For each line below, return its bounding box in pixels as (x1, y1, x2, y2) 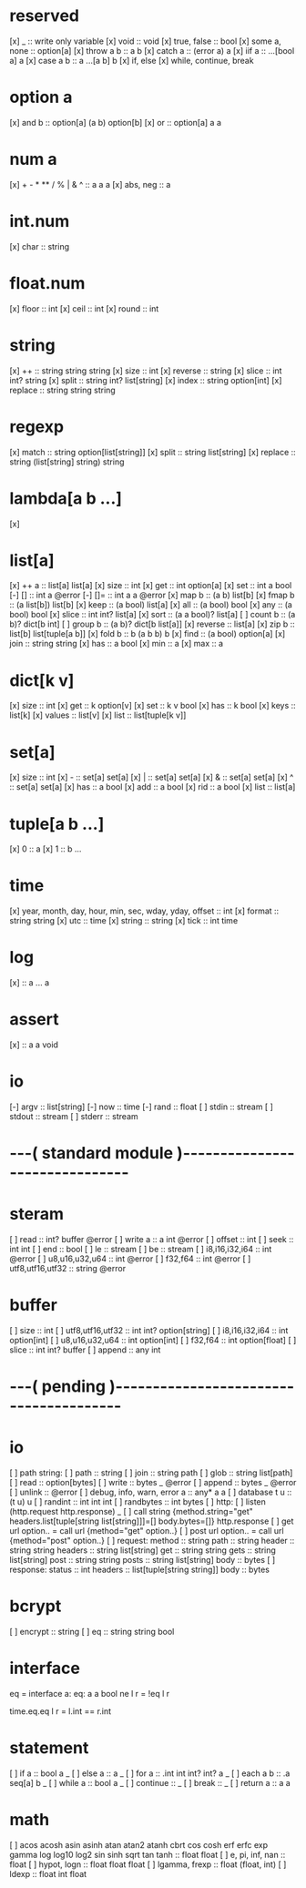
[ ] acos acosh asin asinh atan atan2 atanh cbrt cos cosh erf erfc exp (9, 1839, 269, 1850)
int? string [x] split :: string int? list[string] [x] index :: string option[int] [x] (9, 374, 282, 385)
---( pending (9, 1376, 107, 1397)
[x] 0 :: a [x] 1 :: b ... (9, 843, 82, 854)
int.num (9, 211, 70, 231)
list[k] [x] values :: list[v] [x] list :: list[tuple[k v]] (9, 709, 187, 720)
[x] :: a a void (9, 1039, 59, 1050)
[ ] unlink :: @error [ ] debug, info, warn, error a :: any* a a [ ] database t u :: (9, 1486, 292, 1498)
